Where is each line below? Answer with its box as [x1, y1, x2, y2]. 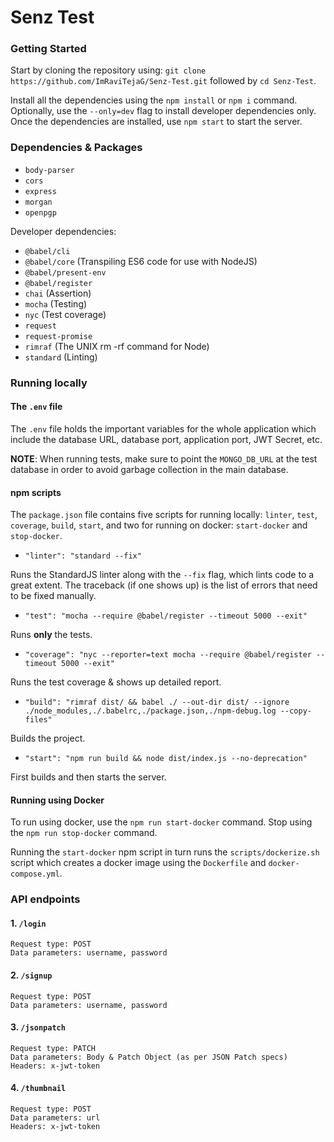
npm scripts [10, 486, 62, 498]
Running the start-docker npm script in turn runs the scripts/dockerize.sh [10, 846, 320, 858]
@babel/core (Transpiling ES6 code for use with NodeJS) [24, 255, 258, 267]
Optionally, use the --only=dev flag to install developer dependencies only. [10, 105, 317, 117]
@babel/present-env [24, 267, 107, 278]
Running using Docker [10, 794, 105, 806]
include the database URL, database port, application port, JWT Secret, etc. [10, 433, 323, 445]
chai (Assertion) [24, 287, 92, 299]
